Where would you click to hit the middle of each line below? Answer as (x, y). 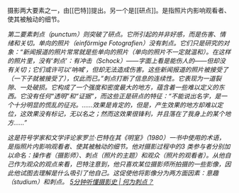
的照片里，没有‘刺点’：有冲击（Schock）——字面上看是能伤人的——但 (110, 61)
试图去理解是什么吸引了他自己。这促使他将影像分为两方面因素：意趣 (119, 173)
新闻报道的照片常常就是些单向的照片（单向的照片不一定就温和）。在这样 (127, 52)
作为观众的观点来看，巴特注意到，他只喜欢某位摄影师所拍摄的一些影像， (119, 164)
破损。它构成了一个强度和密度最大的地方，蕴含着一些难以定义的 (125, 87)
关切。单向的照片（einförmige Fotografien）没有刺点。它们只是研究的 (121, 43)
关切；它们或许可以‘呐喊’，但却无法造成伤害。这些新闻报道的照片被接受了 (121, 70)
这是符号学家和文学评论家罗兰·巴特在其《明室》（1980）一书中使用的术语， (116, 138)
